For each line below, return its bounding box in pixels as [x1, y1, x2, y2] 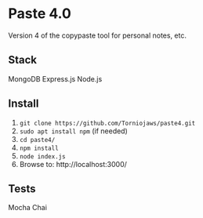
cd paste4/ [19, 136, 56, 144]
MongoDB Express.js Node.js [8, 74, 103, 83]
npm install [19, 144, 59, 152]
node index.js [19, 152, 66, 161]
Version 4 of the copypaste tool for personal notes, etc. [8, 31, 187, 40]
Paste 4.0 [8, 5, 72, 23]
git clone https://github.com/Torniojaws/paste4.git [19, 119, 196, 127]
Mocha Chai [8, 203, 47, 213]
